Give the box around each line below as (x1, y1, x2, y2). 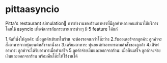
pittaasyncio (5, 4, 60, 15)
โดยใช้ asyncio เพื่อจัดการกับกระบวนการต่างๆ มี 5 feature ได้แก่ (5, 26, 118, 32)
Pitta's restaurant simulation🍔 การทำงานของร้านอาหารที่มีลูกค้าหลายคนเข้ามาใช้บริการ (5, 20, 159, 26)
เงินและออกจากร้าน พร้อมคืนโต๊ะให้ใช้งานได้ (5, 53, 78, 59)
